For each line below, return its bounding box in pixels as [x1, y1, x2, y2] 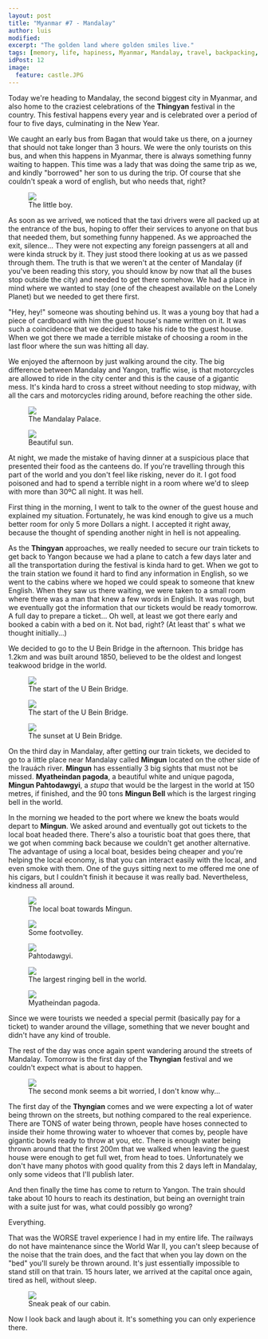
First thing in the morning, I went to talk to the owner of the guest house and [8, 502, 258, 512]
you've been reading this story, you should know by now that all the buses [8, 266, 253, 275]
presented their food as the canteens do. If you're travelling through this [8, 461, 245, 471]
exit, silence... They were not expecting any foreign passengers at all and [8, 240, 249, 250]
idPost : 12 [8, 57, 45, 65]
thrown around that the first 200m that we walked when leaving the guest [8, 1143, 250, 1154]
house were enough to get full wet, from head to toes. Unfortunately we [8, 1152, 244, 1162]
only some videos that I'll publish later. [8, 1169, 134, 1179]
